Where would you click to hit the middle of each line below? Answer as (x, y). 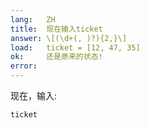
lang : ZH (33, 19)
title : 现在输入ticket (56, 29)
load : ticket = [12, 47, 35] (75, 47)
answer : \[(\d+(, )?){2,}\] (69, 38)
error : (24, 66)
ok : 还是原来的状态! (56, 57)
